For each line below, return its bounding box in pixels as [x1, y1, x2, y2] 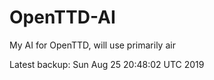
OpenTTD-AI [9, 6, 116, 29]
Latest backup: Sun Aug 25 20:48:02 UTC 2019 [9, 58, 205, 70]
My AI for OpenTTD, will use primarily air [9, 39, 176, 51]
